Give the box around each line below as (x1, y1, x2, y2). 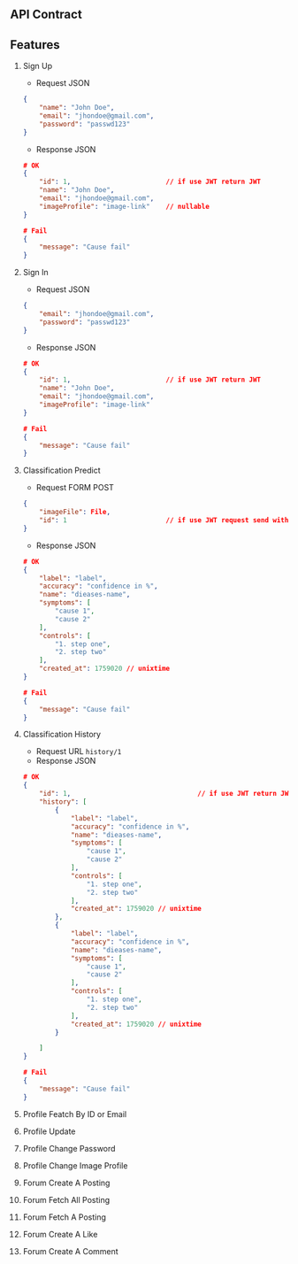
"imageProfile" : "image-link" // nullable (39, 202, 210, 211)
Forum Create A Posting (22, 1177, 111, 1188)
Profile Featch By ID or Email (22, 1108, 127, 1119)
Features (10, 37, 60, 52)
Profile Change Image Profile (22, 1160, 128, 1171)
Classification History (22, 729, 101, 740)
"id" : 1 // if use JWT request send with (39, 516, 289, 525)
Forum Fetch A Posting (22, 1212, 107, 1222)
